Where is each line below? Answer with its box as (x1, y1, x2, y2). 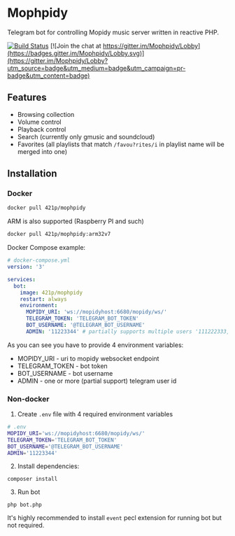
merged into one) (17, 147, 68, 155)
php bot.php (7, 502, 42, 509)
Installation (7, 168, 57, 180)
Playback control (17, 125, 66, 134)
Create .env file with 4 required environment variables (17, 410, 173, 418)
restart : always (20, 295, 68, 302)
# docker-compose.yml (7, 257, 71, 264)
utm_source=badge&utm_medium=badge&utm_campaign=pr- (7, 64, 186, 72)
